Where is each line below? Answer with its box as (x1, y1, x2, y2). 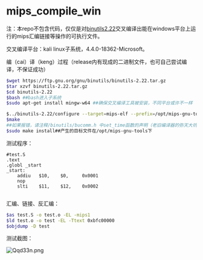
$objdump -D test (6, 223, 50, 229)
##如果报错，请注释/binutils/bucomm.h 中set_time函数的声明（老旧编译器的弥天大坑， (6, 122, 202, 128)
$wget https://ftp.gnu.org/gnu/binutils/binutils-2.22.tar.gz (6, 77, 166, 84)
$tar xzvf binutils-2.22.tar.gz (6, 83, 88, 89)
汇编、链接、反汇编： (6, 200, 59, 207)
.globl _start (6, 162, 42, 168)
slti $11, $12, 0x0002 (17, 183, 98, 189)
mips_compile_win (6, 4, 101, 18)
